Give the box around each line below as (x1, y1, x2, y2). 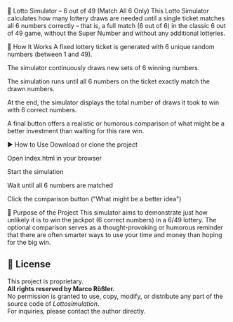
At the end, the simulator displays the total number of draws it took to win (7, 98, 220, 107)
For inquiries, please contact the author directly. (7, 307, 146, 315)
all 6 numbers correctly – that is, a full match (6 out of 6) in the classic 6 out (7, 22, 226, 29)
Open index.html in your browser (7, 154, 102, 162)
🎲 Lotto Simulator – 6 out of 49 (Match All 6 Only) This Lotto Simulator (7, 7, 209, 15)
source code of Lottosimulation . (7, 299, 100, 308)
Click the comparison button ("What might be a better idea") (7, 195, 182, 203)
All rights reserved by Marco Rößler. (7, 284, 115, 293)
